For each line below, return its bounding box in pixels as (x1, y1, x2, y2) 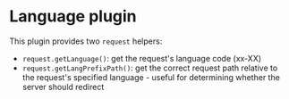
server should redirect (21, 81, 105, 92)
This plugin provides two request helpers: (9, 36, 163, 46)
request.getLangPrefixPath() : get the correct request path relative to (21, 62, 278, 73)
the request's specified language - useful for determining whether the (21, 71, 280, 82)
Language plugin (9, 6, 137, 27)
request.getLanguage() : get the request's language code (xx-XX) (21, 53, 262, 63)
